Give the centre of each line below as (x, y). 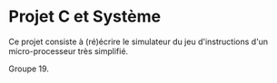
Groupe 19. (29, 69)
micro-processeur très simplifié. (69, 51)
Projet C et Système (84, 17)
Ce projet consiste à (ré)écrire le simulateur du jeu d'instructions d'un (138, 41)
